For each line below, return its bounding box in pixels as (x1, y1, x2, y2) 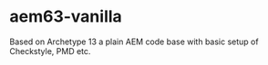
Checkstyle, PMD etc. (9, 45, 91, 56)
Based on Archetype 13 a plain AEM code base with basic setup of (9, 36, 259, 47)
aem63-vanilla (9, 6, 123, 27)
